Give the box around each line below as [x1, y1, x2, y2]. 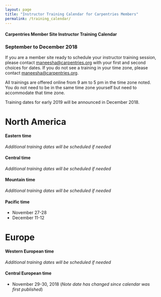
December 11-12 [12, 215, 45, 221]
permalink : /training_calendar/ [5, 16, 71, 21]
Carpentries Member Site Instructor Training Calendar [5, 31, 117, 37]
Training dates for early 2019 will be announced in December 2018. [5, 99, 140, 105]
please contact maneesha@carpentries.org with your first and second [5, 59, 146, 66]
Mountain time [5, 177, 36, 183]
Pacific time [5, 198, 30, 205]
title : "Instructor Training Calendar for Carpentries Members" [5, 12, 139, 17]
